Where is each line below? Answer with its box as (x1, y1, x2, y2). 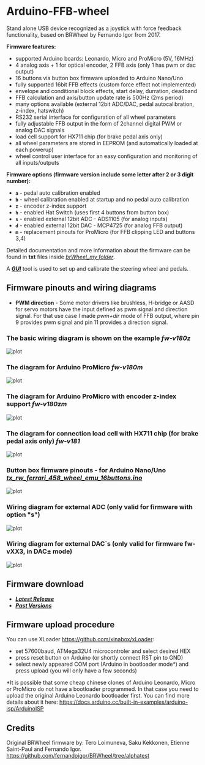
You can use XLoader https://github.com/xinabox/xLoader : (6, 636, 155, 643)
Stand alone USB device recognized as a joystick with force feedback (6, 24, 182, 32)
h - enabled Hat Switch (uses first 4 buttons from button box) (15, 208, 170, 216)
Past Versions (15, 601, 52, 609)
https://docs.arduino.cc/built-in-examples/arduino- (59, 698, 188, 706)
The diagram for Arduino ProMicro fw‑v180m (6, 363, 143, 371)
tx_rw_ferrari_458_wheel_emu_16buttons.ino (6, 473, 143, 482)
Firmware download (6, 579, 84, 589)
